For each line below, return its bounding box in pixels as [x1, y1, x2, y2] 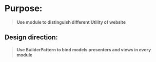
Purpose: [4, 3, 42, 14]
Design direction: [4, 33, 58, 42]
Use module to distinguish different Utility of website [16, 19, 126, 25]
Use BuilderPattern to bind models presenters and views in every [16, 46, 151, 52]
